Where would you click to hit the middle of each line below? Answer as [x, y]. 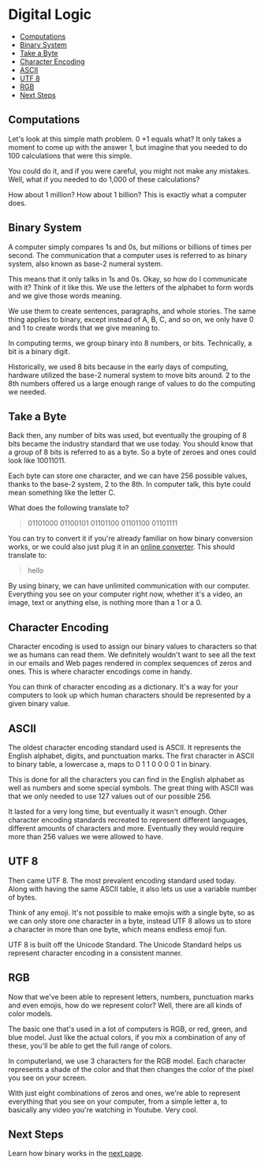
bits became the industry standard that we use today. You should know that [131, 444]
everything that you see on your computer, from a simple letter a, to [118, 1101]
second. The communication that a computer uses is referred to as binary [128, 255]
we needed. [28, 391]
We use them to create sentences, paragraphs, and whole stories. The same [132, 311]
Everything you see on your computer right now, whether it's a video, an [125, 594]
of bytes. [22, 897]
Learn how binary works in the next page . [76, 1153]
